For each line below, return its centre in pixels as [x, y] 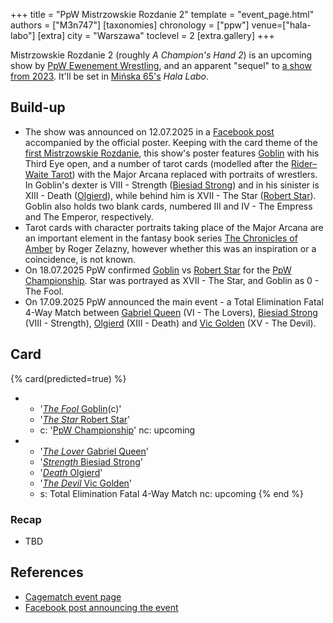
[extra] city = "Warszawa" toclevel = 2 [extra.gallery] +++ [156, 35]
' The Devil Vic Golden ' [86, 483]
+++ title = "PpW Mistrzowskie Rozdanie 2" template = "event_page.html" [162, 14]
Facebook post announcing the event [101, 607]
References [47, 572]
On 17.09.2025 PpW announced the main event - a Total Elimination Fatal [174, 301]
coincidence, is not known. [80, 259]
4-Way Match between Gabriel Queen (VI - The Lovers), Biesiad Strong [171, 312]
